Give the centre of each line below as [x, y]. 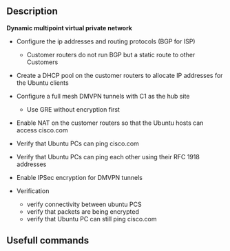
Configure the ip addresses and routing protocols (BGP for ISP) [106, 41]
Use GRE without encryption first [73, 109]
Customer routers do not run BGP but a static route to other [111, 54]
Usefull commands [48, 241]
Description [32, 11]
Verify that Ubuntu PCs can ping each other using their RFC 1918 [108, 157]
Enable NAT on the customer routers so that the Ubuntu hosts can [110, 123]
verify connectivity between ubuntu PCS [84, 204]
